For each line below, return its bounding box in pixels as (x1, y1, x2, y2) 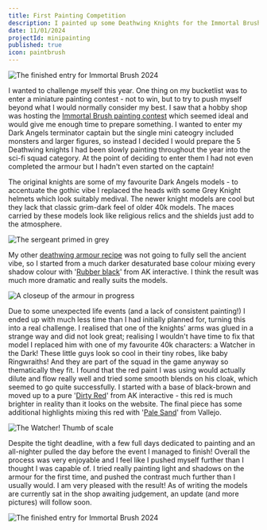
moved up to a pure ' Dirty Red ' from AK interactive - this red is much (8, 391, 233, 400)
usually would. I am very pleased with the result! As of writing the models (8, 481, 248, 489)
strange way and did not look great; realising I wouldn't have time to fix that (8, 331, 255, 341)
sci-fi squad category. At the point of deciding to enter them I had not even (8, 153, 253, 163)
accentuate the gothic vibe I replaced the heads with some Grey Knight (8, 186, 241, 195)
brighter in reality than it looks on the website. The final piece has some (8, 399, 242, 408)
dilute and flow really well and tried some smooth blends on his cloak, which (8, 374, 258, 383)
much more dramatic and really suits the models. (8, 276, 168, 284)
